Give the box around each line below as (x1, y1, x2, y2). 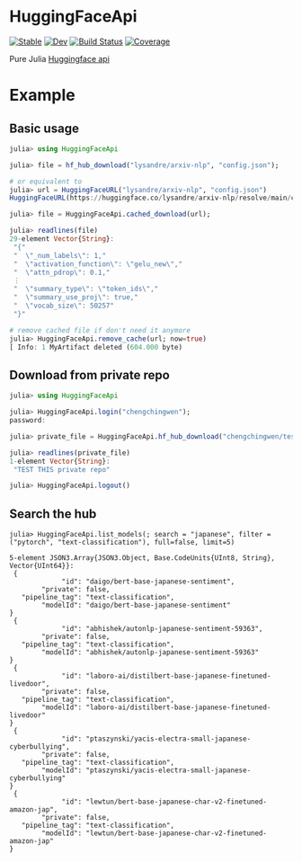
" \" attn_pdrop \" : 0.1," (13, 268, 111, 277)
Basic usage (9, 120, 79, 136)
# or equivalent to (9, 177, 83, 186)
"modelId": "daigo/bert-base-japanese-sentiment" (41, 600, 231, 610)
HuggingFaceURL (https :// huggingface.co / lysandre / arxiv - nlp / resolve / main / (9, 193, 292, 203)
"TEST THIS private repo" (13, 465, 111, 474)
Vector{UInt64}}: (9, 562, 75, 571)
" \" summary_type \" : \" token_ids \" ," (13, 285, 159, 294)
